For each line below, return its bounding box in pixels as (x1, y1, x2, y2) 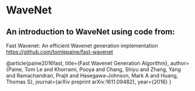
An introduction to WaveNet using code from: (6, 27, 175, 37)
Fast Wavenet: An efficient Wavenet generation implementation (6, 42, 158, 49)
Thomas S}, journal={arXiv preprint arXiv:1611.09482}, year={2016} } (6, 78, 172, 85)
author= (170, 60, 190, 66)
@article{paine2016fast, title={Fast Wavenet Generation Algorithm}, (6, 60, 169, 66)
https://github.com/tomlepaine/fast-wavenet (6, 48, 113, 55)
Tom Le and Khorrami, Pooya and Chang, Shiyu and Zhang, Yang (24, 66, 182, 73)
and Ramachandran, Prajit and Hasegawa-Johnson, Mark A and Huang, (6, 72, 179, 79)
